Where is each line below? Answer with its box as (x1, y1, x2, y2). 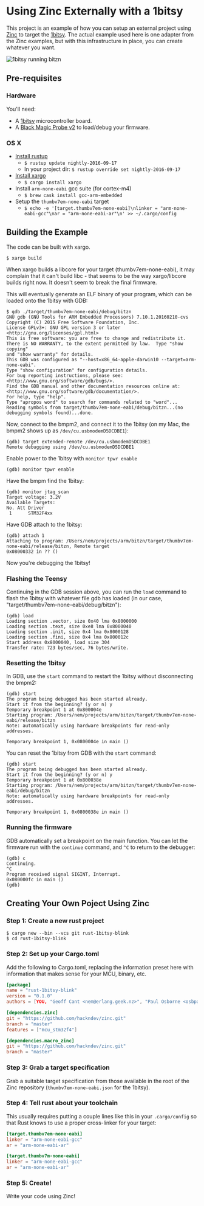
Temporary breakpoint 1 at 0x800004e (6, 707, 102, 713)
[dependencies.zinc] (6, 1010, 59, 1016)
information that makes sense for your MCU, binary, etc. (6, 970, 147, 977)
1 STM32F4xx (8, 510, 53, 516)
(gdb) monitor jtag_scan (6, 488, 69, 495)
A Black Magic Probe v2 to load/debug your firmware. (15, 123, 150, 131)
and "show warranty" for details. (6, 351, 94, 357)
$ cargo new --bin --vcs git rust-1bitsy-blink (6, 930, 129, 937)
